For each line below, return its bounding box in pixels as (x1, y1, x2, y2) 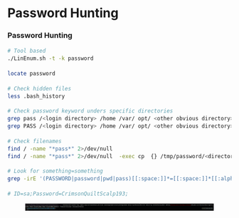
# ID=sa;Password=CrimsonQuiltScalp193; (7, 190, 129, 197)
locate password (7, 70, 55, 78)
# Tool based (7, 48, 46, 55)
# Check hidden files (7, 85, 72, 92)
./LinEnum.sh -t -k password (7, 55, 94, 62)
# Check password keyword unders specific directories (7, 108, 174, 115)
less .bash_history (7, 93, 65, 100)
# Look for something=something (7, 167, 103, 175)
